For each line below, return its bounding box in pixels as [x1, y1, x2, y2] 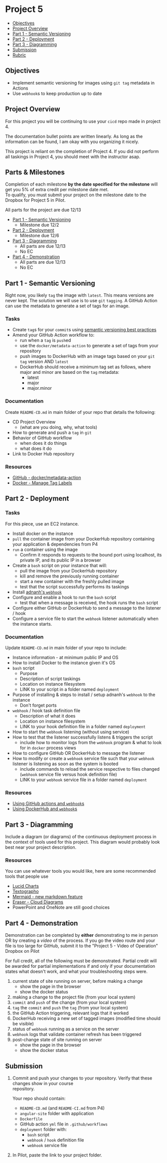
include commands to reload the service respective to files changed [19, 766, 160, 772]
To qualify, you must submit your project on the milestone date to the [5, 192, 147, 198]
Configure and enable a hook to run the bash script [12, 594, 117, 600]
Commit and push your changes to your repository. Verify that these [12, 1075, 153, 1081]
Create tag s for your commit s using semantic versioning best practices [12, 327, 157, 333]
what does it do [19, 445, 52, 451]
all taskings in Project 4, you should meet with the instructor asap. [5, 154, 141, 160]
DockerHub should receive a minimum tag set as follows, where [19, 364, 151, 370]
